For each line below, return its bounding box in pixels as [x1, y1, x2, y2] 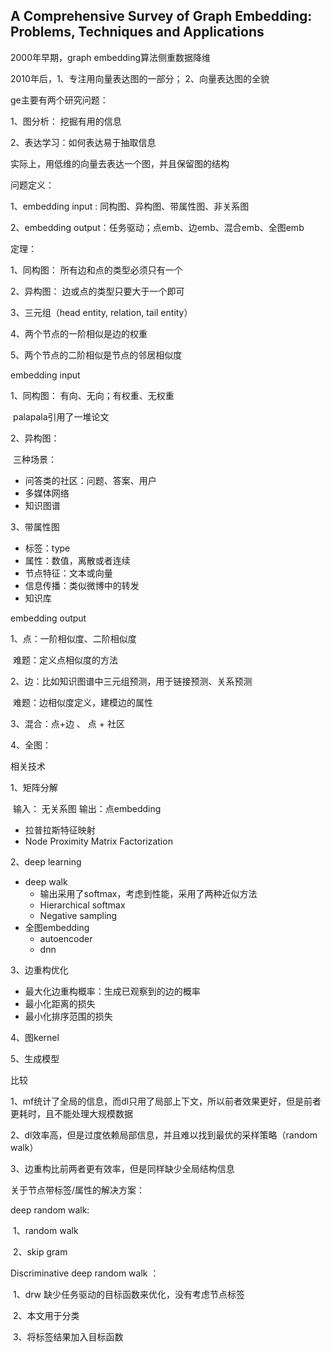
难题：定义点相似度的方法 [12, 654, 118, 666]
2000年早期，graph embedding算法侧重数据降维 [10, 51, 212, 63]
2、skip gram [12, 1245, 68, 1258]
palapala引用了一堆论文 [12, 410, 110, 423]
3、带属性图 [10, 520, 60, 533]
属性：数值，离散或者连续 [24, 554, 131, 566]
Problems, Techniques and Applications [10, 24, 265, 41]
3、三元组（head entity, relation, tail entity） [10, 306, 193, 318]
